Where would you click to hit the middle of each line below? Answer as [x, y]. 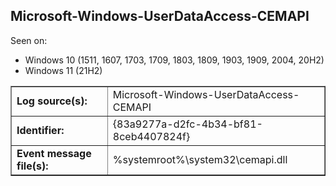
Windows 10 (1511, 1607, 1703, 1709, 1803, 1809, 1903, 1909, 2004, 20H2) [174, 60]
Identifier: [40, 130]
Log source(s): [52, 101]
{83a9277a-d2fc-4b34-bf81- [187, 124]
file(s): [32, 166]
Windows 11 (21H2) [63, 70]
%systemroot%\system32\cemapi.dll [200, 159]
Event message [54, 153]
